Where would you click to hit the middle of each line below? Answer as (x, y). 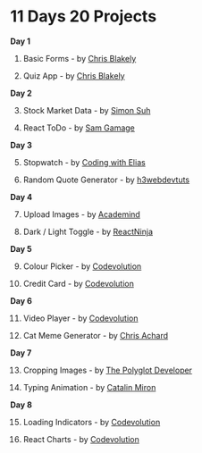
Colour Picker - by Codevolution (82, 266)
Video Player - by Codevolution (80, 318)
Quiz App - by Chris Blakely (74, 75)
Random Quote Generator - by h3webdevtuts (106, 180)
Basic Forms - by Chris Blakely (80, 58)
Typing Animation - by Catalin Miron (89, 387)
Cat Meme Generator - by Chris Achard (96, 335)
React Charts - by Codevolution (81, 439)
